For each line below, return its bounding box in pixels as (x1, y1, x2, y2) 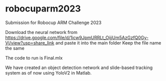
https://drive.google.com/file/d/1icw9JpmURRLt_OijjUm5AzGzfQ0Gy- (5, 34, 149, 40)
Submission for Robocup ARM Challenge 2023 (5, 19, 102, 25)
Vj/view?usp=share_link (5, 39, 54, 45)
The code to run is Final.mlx (5, 54, 63, 60)
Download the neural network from (5, 29, 78, 35)
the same (5, 45, 25, 51)
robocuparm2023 (5, 3, 81, 14)
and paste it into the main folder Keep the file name (55, 39, 161, 45)
